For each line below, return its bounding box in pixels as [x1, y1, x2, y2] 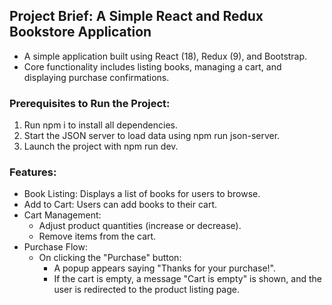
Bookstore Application [9, 24, 152, 41]
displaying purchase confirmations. [23, 71, 170, 83]
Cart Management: [23, 209, 102, 221]
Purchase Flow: [23, 241, 88, 253]
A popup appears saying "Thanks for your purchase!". [53, 262, 277, 274]
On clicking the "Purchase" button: [38, 252, 182, 264]
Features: [9, 165, 57, 179]
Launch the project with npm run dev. [23, 140, 179, 153]
